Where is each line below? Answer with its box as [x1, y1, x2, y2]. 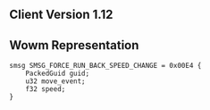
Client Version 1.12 [9, 7, 113, 22]
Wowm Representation [9, 38, 139, 53]
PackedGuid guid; [25, 69, 90, 79]
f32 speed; [25, 85, 66, 94]
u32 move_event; [25, 77, 87, 86]
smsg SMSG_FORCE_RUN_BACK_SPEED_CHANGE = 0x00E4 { [9, 62, 202, 71]
